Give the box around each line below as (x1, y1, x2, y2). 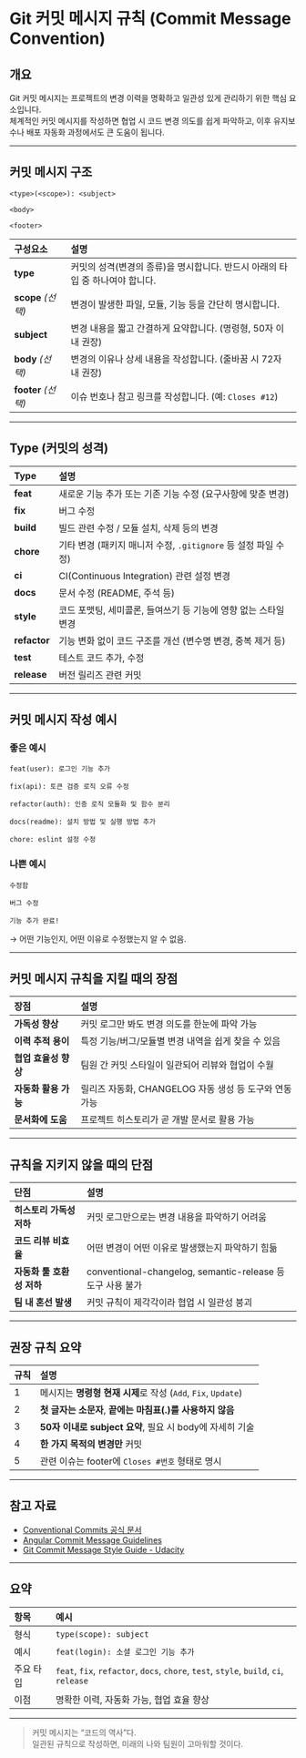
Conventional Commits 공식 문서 (22, 1524, 143, 1535)
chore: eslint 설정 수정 (9, 835, 97, 844)
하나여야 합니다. (92, 274, 157, 287)
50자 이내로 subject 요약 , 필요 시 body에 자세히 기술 (39, 1421, 255, 1434)
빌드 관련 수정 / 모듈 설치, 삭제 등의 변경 (58, 521, 219, 534)
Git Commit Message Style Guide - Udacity (22, 1544, 185, 1555)
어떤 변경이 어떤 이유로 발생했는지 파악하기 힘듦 (86, 1242, 278, 1254)
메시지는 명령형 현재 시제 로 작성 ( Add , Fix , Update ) (39, 1386, 243, 1399)
